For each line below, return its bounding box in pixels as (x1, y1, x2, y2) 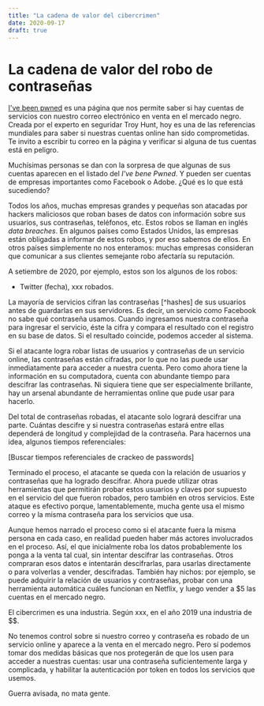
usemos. (8, 674, 36, 683)
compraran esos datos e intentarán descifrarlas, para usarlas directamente (8, 559, 251, 568)
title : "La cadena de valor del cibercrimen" (8, 11, 160, 20)
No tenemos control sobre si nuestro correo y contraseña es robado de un (8, 632, 250, 641)
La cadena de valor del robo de (8, 60, 214, 78)
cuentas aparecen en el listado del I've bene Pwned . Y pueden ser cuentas (8, 169, 251, 179)
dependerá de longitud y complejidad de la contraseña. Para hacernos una (8, 429, 251, 439)
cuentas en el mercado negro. (8, 592, 106, 602)
